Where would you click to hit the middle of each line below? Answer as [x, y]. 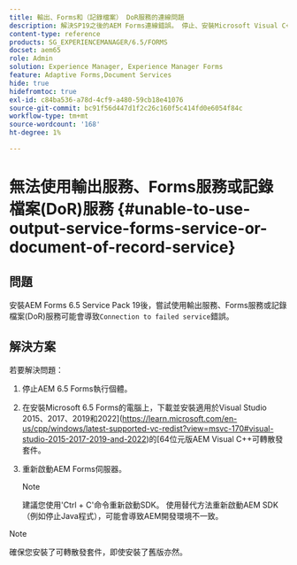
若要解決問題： [36, 369]
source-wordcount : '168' [55, 125]
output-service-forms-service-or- [138, 229]
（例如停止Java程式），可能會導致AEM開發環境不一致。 [122, 515]
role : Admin [31, 58]
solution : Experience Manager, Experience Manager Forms [116, 67]
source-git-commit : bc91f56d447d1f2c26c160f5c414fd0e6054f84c [126, 108]
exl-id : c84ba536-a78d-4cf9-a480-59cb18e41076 [96, 100]
